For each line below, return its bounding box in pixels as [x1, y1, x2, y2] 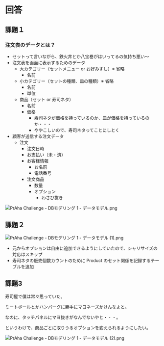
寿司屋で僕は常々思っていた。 [5, 293, 65, 299]
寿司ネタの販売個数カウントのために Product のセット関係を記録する [12, 257, 151, 263]
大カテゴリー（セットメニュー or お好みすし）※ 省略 [19, 66, 125, 72]
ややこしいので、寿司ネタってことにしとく [34, 127, 120, 133]
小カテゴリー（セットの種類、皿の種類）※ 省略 [19, 78, 114, 84]
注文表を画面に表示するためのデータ [12, 59, 86, 65]
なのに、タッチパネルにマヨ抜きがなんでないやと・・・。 [5, 314, 121, 320]
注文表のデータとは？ [5, 41, 55, 48]
